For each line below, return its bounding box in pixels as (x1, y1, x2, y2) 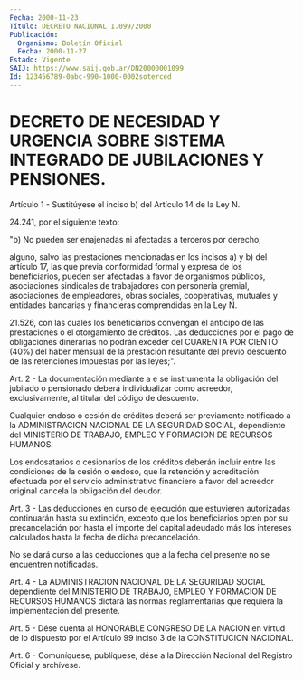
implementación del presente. (9, 605, 120, 616)
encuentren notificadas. (9, 559, 99, 569)
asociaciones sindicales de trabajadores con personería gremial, (9, 280, 251, 291)
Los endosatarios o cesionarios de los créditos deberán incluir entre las (9, 456, 276, 467)
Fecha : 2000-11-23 (9, 13, 79, 23)
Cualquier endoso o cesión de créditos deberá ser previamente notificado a (9, 409, 291, 421)
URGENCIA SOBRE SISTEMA (9, 130, 226, 150)
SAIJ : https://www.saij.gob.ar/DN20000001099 (9, 64, 184, 73)
